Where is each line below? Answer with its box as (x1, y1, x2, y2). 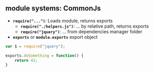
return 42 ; (14, 58, 38, 63)
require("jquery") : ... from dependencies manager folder (20, 28, 143, 35)
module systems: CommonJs (5, 4, 101, 13)
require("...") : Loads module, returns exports (12, 17, 113, 23)
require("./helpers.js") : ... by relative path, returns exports (20, 23, 149, 29)
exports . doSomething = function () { (5, 53, 84, 58)
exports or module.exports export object (12, 34, 98, 40)
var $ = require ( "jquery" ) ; (5, 43, 66, 49)
